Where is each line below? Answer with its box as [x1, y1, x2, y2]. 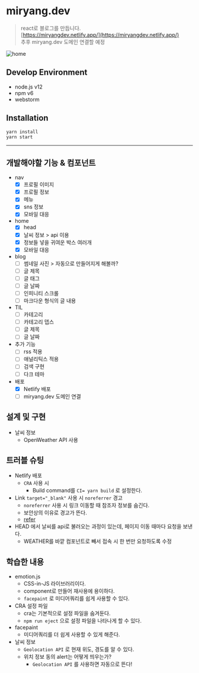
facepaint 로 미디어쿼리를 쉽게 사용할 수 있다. [23, 595, 130, 602]
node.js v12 [14, 83, 43, 90]
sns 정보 [23, 203, 44, 210]
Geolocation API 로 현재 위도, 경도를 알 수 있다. [23, 646, 134, 653]
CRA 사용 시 [23, 479, 49, 486]
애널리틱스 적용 [23, 355, 59, 363]
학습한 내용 [6, 557, 44, 567]
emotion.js [14, 573, 41, 580]
